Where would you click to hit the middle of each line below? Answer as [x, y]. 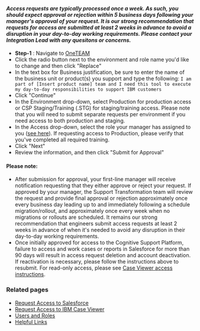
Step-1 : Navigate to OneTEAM [52, 53]
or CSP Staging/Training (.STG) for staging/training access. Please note [102, 108]
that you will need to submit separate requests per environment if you [100, 115]
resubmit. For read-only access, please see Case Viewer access [93, 268]
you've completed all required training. [62, 140]
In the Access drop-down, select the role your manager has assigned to [103, 127]
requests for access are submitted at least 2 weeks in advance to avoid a [99, 27]
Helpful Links [31, 321]
